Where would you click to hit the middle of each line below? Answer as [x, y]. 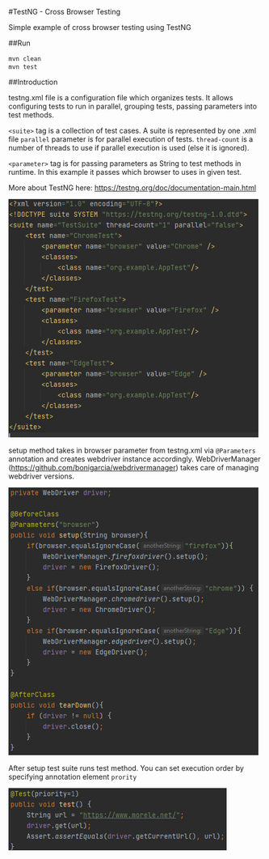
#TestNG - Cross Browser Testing [65, 12]
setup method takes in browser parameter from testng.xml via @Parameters [132, 450]
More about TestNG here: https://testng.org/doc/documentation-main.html [132, 188]
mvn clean [25, 59]
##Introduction [33, 82]
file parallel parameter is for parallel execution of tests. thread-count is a [131, 139]
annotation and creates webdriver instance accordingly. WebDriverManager [134, 459]
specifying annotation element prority [73, 777]
